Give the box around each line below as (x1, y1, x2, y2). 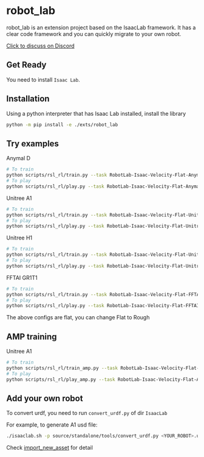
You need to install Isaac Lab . (6, 76, 80, 83)
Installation (6, 94, 50, 104)
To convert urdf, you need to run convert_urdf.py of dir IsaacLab (6, 409, 168, 417)
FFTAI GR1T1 (6, 274, 38, 281)
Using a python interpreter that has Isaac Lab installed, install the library (6, 110, 186, 117)
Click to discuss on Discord (6, 42, 75, 49)
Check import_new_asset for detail (6, 444, 93, 452)
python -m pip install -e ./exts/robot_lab (6, 121, 118, 128)
